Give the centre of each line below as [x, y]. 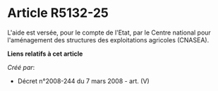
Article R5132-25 [58, 13]
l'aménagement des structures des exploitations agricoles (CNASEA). [108, 40]
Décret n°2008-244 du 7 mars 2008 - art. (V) [83, 81]
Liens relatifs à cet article [45, 54]
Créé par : [21, 67]
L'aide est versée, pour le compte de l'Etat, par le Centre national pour [109, 32]
